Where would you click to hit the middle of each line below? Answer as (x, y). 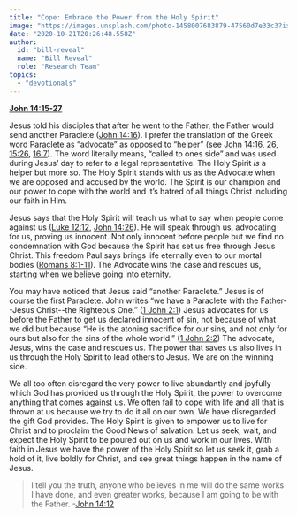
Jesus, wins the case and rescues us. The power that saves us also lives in (145, 347)
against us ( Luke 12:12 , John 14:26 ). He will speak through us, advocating (143, 227)
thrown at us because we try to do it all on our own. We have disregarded (143, 411)
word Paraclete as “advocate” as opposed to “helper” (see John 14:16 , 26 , (144, 144)
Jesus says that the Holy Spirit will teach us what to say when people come (146, 217)
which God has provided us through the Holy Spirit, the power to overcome (146, 392)
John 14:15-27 (36, 108)
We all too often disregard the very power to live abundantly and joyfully (140, 383)
